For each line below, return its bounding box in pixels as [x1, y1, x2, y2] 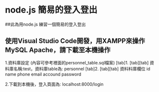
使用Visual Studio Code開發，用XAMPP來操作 [5, 37, 145, 45]
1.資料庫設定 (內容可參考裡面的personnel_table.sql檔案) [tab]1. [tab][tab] [5, 60, 149, 65]
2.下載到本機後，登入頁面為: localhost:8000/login [5, 81, 104, 87]
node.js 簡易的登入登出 [5, 4, 98, 15]
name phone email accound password [5, 71, 81, 77]
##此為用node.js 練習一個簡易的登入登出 [5, 21, 86, 27]
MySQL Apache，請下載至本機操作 [5, 46, 111, 54]
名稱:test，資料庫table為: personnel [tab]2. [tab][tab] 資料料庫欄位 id [13, 66, 150, 72]
